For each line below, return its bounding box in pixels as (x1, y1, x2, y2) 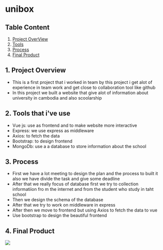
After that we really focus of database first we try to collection (12, 181, 139, 187)
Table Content (5, 23, 50, 32)
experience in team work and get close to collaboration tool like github (12, 84, 156, 90)
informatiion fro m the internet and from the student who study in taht (12, 186, 154, 192)
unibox (5, 3, 34, 15)
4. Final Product (5, 227, 55, 235)
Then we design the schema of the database (12, 197, 104, 203)
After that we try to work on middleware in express (12, 202, 116, 208)
